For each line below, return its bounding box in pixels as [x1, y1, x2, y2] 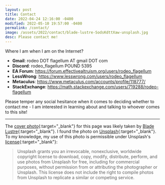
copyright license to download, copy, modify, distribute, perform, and [17, 154, 158, 159]
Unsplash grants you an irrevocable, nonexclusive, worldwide [17, 148, 142, 154]
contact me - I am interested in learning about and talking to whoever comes [5, 104, 160, 110]
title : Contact [5, 12, 36, 17]
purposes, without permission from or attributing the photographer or [17, 164, 158, 170]
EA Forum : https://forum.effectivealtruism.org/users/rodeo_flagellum [12, 68, 152, 74]
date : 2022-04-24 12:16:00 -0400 [5, 16, 74, 21]
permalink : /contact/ [5, 26, 50, 31]
